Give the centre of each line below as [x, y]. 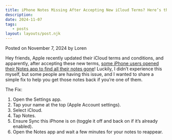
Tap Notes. [24, 116]
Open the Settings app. [37, 99]
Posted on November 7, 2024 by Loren [46, 48]
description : [19, 15]
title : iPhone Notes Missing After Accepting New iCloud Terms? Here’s [83, 10]
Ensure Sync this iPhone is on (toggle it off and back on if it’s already [85, 121]
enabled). [23, 126]
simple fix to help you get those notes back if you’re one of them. [74, 80]
